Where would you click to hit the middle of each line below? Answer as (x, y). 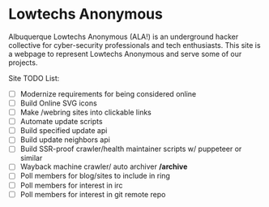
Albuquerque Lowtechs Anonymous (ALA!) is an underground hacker (124, 37)
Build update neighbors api (65, 140)
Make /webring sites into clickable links (85, 112)
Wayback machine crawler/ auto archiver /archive (104, 166)
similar (31, 158)
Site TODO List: (34, 78)
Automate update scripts (61, 122)
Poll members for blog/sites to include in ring (95, 176)
